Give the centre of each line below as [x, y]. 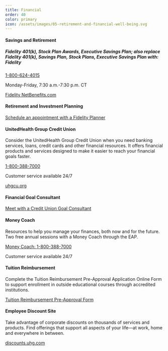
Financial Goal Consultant [33, 197]
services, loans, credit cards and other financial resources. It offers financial [84, 146]
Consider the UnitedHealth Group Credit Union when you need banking [79, 140]
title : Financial [23, 10]
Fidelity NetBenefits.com [31, 94]
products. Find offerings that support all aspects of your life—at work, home [84, 328]
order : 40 [16, 15]
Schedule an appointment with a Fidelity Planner [55, 118]
